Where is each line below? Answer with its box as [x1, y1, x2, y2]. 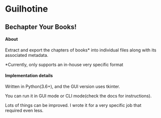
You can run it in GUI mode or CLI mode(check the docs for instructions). [5, 93, 152, 99]
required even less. [5, 107, 44, 113]
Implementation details [5, 73, 53, 79]
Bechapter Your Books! [5, 23, 77, 31]
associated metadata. [5, 52, 49, 58]
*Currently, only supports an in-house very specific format [5, 62, 123, 67]
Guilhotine [5, 3, 48, 15]
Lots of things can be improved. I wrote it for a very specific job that [5, 102, 141, 108]
